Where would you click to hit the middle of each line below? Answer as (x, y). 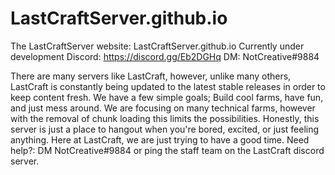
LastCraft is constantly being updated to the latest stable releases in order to (168, 86)
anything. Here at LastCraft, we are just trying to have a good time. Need (160, 139)
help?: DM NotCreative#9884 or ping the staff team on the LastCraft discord (167, 150)
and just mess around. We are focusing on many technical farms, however (163, 108)
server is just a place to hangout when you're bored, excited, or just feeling (165, 129)
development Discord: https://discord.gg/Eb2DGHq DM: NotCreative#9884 (165, 56)
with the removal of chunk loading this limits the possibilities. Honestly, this (165, 118)
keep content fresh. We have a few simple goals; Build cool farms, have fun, (167, 97)
